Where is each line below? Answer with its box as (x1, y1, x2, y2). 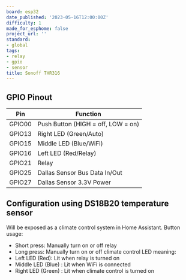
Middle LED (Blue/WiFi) (37, 139, 103, 148)
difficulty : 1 (6, 20, 42, 26)
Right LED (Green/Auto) (37, 130, 104, 138)
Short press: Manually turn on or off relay (14, 242, 117, 249)
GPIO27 (9, 178, 32, 187)
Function (75, 110, 101, 118)
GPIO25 (9, 169, 32, 177)
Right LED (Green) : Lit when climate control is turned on (14, 267, 155, 274)
